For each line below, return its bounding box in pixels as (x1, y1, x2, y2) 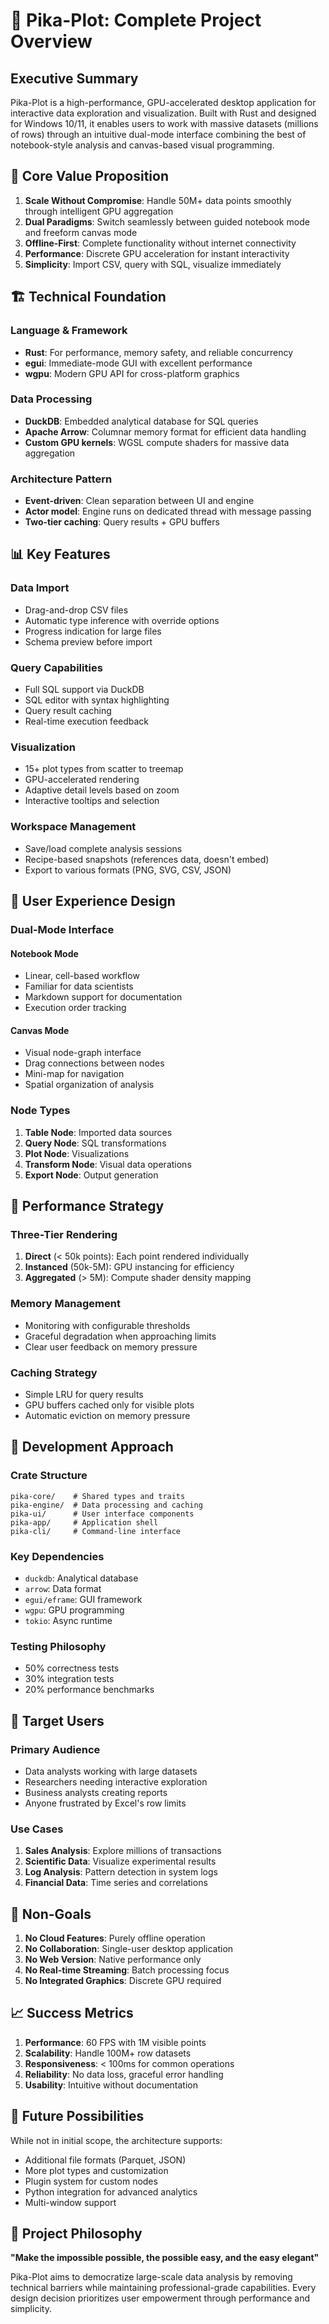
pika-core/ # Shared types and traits (10, 1491, 186, 1501)
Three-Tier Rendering (10, 1228, 118, 1241)
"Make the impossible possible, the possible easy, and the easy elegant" (10, 2252, 320, 2264)
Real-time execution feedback (24, 715, 150, 728)
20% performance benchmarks (24, 1684, 155, 1696)
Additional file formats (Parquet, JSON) (24, 2154, 187, 2166)
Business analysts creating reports (24, 1786, 168, 1798)
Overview (10, 30, 93, 53)
